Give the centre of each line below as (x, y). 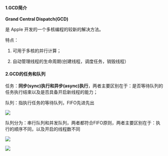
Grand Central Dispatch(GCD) (37, 19)
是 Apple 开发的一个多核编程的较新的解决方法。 (55, 30)
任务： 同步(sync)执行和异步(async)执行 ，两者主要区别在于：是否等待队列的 (84, 86)
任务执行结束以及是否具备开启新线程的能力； (52, 92)
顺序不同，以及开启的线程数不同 (47, 129)
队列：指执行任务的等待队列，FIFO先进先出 (50, 103)
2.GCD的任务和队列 (25, 74)
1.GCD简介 (16, 8)
